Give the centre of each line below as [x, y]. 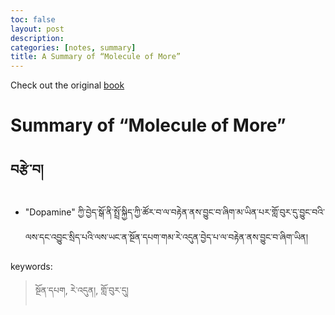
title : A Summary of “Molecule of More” [96, 57]
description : [37, 38]
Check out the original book [67, 85]
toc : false [33, 19]
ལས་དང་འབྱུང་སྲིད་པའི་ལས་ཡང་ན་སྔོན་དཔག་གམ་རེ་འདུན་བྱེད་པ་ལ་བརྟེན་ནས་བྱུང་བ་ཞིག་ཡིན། [166, 237]
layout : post [37, 29]
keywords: [31, 267]
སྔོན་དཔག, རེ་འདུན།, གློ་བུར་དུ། [81, 290]
